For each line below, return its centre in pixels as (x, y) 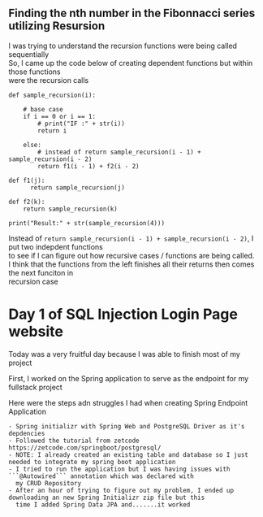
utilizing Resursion (57, 26)
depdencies (27, 433)
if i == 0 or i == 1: (59, 116)
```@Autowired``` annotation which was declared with (101, 476)
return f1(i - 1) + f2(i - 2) (88, 166)
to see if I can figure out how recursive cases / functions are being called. (131, 255)
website (36, 332)
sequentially (29, 54)
